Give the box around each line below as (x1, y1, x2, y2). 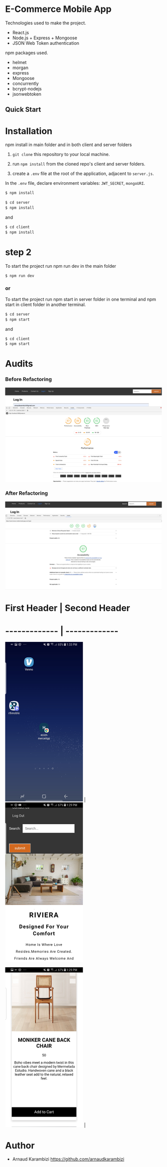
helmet (12, 59, 27, 65)
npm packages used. (5, 50, 48, 56)
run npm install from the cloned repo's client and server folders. (12, 161, 146, 167)
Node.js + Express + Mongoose (12, 35, 78, 41)
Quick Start (5, 105, 41, 114)
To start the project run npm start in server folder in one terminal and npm (5, 296, 157, 302)
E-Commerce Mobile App (5, 3, 112, 15)
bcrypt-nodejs (12, 85, 42, 91)
